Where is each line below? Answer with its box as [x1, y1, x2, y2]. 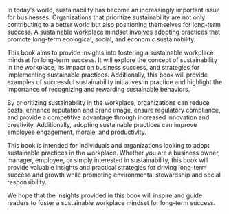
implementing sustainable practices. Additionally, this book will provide [7, 70, 208, 79]
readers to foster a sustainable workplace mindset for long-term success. [7, 199, 216, 206]
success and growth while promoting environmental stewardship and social [7, 171, 221, 179]
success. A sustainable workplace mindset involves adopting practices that [7, 28, 221, 36]
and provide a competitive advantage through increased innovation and [7, 113, 210, 121]
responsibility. [7, 178, 47, 186]
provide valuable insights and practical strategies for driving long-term [7, 164, 208, 171]
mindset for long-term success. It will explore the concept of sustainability [7, 56, 218, 64]
